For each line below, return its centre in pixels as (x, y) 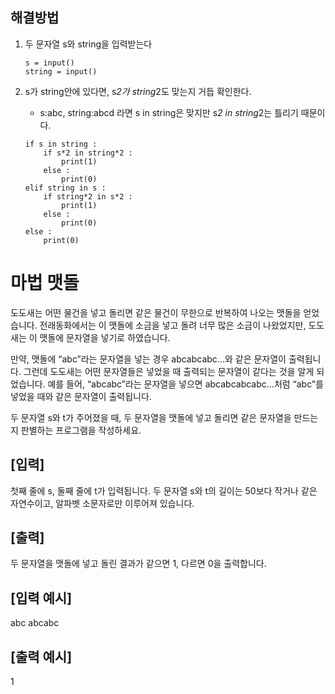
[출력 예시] (41, 656)
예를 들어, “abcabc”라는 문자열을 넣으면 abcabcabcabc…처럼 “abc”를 (185, 384)
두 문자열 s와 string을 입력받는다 (88, 44)
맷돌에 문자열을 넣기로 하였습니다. (105, 337)
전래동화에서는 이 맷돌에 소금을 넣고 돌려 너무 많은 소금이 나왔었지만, (173, 325)
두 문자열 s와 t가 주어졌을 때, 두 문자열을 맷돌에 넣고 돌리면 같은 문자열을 (151, 417)
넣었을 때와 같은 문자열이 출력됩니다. (81, 396)
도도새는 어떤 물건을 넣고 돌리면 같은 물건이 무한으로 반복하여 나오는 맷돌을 (156, 312)
